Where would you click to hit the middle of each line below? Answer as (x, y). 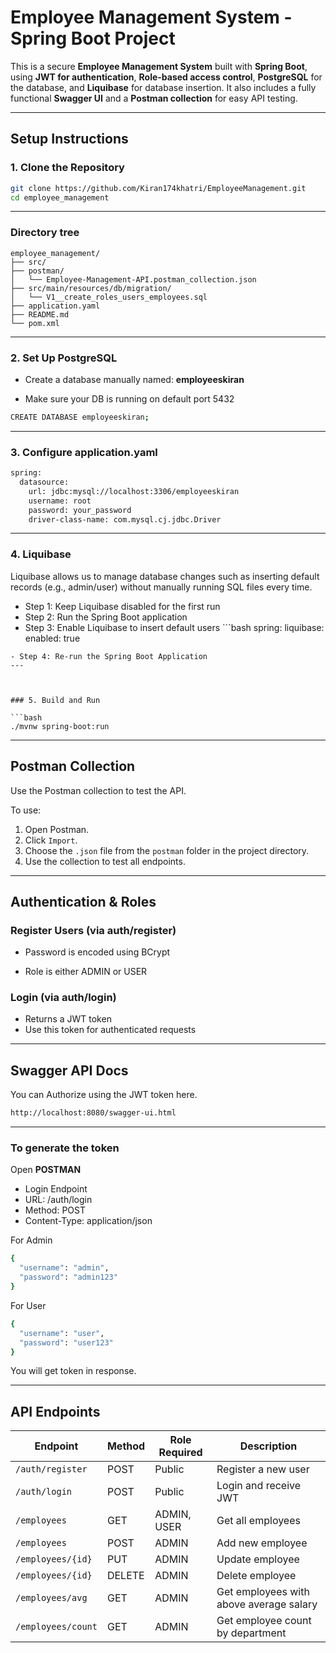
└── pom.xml (35, 323)
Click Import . (51, 840)
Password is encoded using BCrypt (97, 952)
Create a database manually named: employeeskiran (134, 379)
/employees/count (56, 1627)
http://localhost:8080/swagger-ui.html (93, 1113)
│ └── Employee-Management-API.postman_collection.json (133, 279)
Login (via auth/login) (63, 998)
